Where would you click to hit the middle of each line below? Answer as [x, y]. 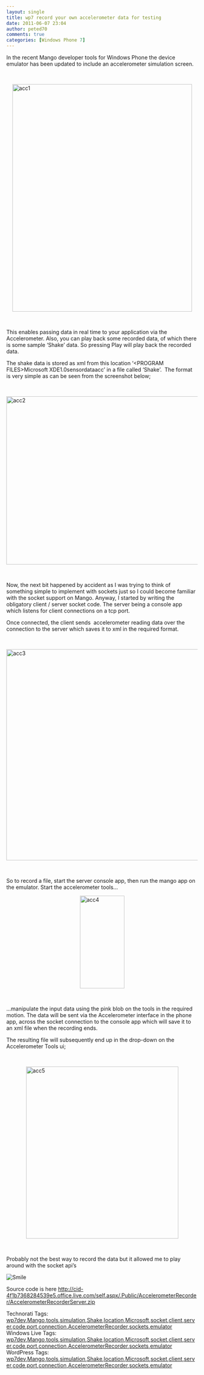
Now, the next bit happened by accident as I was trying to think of [89, 585]
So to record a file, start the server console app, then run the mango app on [101, 881]
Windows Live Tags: [31, 1333]
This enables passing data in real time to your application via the [87, 332]
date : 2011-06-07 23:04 [36, 23]
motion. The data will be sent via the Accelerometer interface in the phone [99, 1015]
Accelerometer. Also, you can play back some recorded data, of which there [102, 338]
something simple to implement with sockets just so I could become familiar [101, 591]
